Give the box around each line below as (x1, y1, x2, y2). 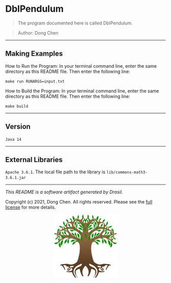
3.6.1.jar (5, 175, 26, 181)
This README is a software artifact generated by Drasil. (5, 189, 123, 195)
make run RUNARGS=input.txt (5, 79, 65, 84)
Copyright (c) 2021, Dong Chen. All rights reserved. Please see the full (5, 199, 153, 205)
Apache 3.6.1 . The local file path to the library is (5, 169, 106, 175)
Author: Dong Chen (17, 30, 59, 36)
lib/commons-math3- (106, 170, 148, 175)
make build (5, 104, 28, 109)
